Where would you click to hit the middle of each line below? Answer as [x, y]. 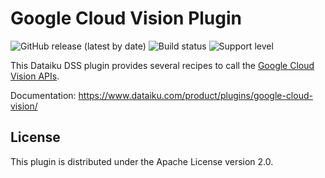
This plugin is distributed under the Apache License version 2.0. [142, 161]
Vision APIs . [35, 76]
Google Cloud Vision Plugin [126, 18]
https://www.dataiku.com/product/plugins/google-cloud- [195, 95]
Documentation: [43, 95]
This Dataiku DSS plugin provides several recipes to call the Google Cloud [162, 65]
